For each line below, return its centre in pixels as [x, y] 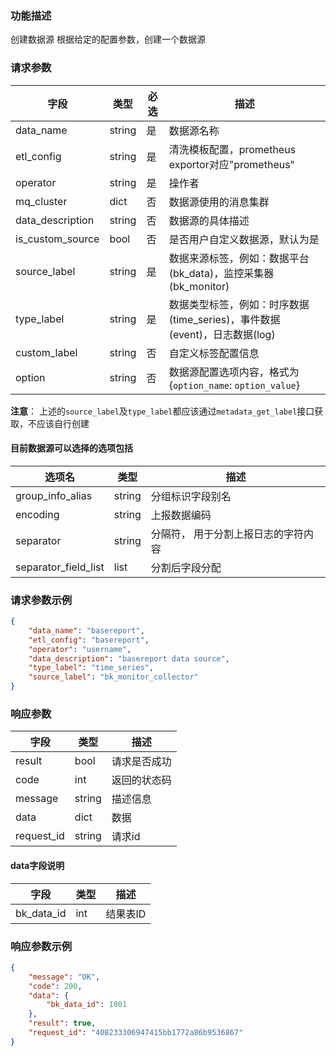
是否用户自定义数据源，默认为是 [244, 239]
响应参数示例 [41, 946]
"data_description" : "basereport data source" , [129, 658]
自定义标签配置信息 [214, 353]
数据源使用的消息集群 [219, 202]
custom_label [46, 352]
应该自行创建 [63, 423]
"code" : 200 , [55, 986]
